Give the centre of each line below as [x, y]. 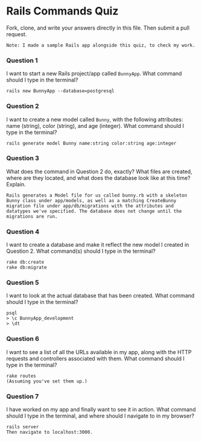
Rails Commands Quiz [62, 11]
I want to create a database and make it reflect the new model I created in [98, 245]
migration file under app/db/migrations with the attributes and [90, 206]
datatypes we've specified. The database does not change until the [94, 211]
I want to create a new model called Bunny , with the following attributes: [95, 119]
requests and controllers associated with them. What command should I [96, 358]
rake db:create [25, 262]
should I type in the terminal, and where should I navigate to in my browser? [100, 416]
